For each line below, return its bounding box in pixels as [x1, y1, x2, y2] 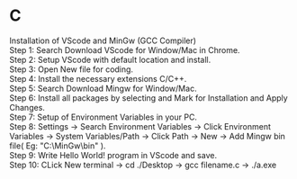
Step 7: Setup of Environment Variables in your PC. [9, 112, 198, 122]
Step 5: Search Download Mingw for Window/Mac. [9, 83, 197, 94]
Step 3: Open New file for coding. [9, 64, 133, 75]
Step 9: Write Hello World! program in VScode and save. [9, 149, 218, 160]
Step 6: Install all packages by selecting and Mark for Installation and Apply [9, 92, 288, 103]
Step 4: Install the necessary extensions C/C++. [9, 73, 187, 84]
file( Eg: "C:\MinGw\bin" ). [9, 140, 106, 151]
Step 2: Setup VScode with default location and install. [9, 54, 211, 65]
